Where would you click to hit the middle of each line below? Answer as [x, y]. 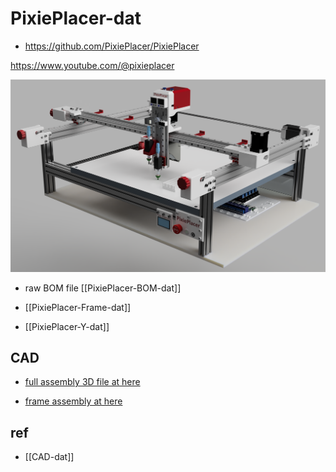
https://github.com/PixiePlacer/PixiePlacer [112, 46]
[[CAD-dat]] [49, 457]
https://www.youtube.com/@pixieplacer [92, 65]
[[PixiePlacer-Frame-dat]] [78, 307]
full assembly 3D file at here [82, 382]
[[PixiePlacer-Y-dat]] [67, 326]
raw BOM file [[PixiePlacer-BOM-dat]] [103, 288]
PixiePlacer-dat [76, 18]
